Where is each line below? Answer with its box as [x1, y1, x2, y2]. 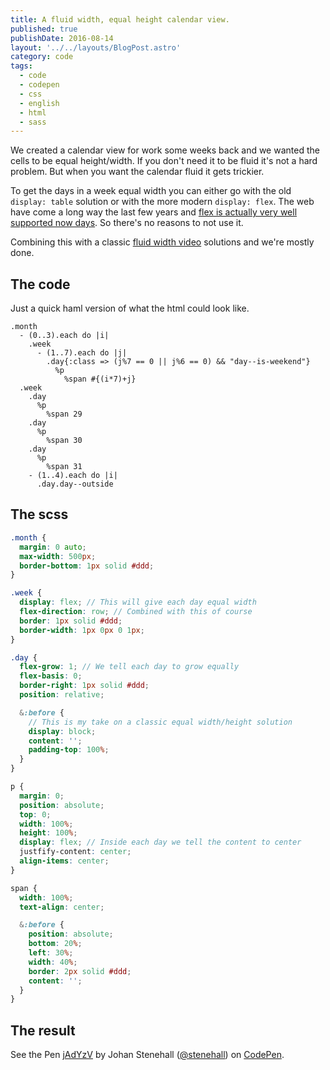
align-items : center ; [19, 856, 110, 866]
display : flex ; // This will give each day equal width [19, 597, 257, 608]
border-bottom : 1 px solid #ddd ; [19, 561, 155, 571]
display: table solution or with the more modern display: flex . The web [10, 196, 315, 208]
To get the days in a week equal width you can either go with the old [10, 185, 292, 197]
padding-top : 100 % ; [28, 745, 110, 755]
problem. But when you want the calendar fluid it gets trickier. [10, 166, 265, 178]
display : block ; [28, 726, 97, 736]
